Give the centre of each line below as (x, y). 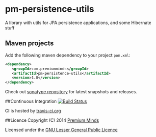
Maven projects (29, 43)
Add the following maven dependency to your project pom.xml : (68, 55)
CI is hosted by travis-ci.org (33, 111)
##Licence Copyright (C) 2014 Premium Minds (52, 120)
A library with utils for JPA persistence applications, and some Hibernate (78, 23)
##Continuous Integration (31, 101)
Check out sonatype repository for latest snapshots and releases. (71, 92)
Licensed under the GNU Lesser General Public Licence (61, 130)
